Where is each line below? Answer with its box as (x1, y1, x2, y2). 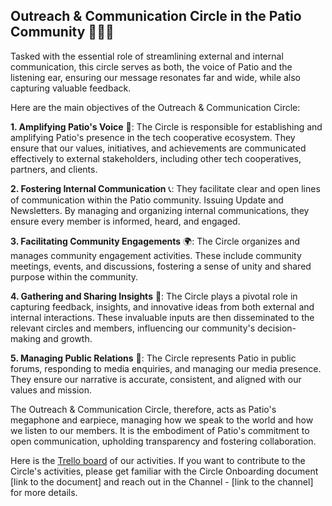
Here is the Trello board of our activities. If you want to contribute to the (10, 454, 306, 466)
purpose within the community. (10, 270, 139, 283)
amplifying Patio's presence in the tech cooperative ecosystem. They (10, 131, 296, 143)
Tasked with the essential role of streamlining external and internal (10, 50, 284, 62)
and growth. (42, 332, 93, 344)
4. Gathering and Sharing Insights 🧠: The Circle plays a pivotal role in (10, 290, 298, 302)
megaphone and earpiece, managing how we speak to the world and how (10, 414, 314, 426)
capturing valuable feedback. (10, 82, 132, 94)
